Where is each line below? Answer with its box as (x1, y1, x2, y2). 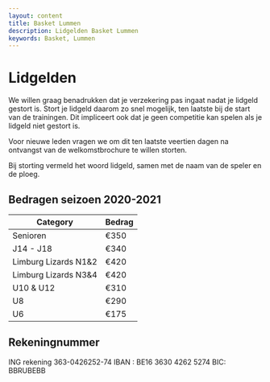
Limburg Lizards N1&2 (12, 257, 98, 267)
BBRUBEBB (8, 365, 46, 375)
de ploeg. (8, 170, 40, 179)
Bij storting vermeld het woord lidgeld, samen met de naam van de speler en (8, 161, 262, 170)
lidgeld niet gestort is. (8, 121, 81, 131)
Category (35, 216, 74, 228)
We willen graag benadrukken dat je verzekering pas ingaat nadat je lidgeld (8, 96, 259, 105)
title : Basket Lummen (8, 19, 81, 27)
